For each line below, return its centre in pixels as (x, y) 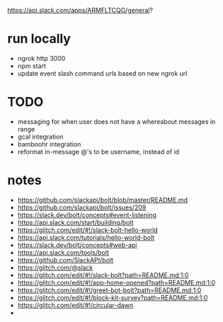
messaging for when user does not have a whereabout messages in (116, 121)
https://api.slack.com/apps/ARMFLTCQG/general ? (80, 10)
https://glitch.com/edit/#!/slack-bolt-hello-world (87, 230)
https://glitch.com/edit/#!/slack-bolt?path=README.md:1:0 (103, 275)
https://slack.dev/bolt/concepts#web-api (77, 245)
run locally (39, 39)
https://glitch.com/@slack (55, 268)
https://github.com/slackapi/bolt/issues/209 (82, 207)
